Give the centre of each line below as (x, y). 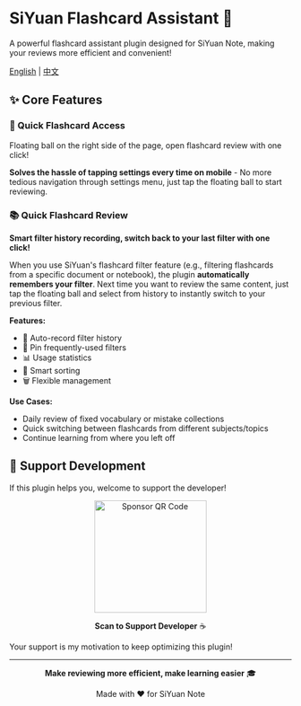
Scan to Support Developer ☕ (150, 626)
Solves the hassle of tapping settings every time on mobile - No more (141, 172)
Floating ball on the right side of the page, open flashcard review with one (146, 145)
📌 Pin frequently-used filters (74, 347)
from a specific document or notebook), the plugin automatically (129, 274)
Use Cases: (31, 401)
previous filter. (36, 303)
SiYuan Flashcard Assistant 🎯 (121, 18)
